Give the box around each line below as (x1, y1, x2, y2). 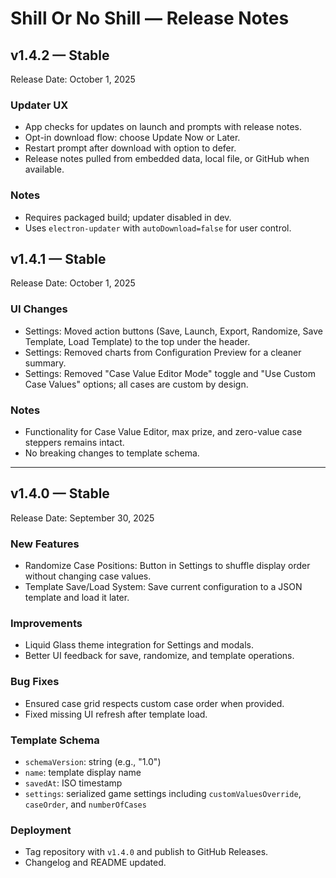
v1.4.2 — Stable (10, 47, 110, 64)
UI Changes (10, 302, 68, 316)
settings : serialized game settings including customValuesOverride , (24, 788, 302, 799)
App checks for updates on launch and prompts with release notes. (24, 121, 303, 133)
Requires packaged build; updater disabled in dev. (24, 211, 232, 223)
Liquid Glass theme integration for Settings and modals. (24, 639, 255, 651)
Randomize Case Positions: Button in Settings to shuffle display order (24, 560, 311, 572)
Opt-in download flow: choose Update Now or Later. (24, 132, 241, 144)
